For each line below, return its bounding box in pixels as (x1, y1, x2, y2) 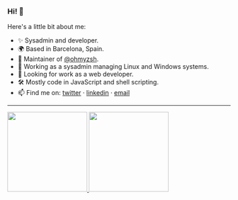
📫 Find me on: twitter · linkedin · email (17, 89, 130, 97)
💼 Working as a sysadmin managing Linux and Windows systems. (17, 62, 209, 71)
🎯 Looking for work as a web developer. (17, 70, 134, 79)
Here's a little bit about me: (7, 23, 86, 31)
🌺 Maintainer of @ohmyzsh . (17, 55, 99, 63)
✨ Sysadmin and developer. (17, 36, 99, 45)
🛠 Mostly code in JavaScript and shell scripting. (17, 78, 159, 87)
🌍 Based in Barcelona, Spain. (17, 45, 104, 53)
